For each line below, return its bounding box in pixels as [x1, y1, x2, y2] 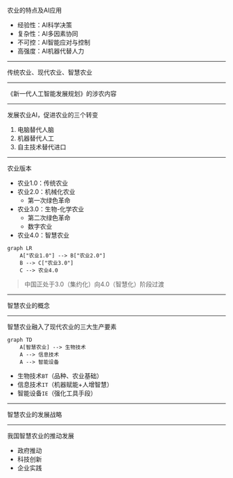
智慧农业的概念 [7, 302, 50, 309]
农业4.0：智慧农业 [17, 231, 69, 239]
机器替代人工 [17, 134, 54, 142]
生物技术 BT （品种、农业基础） [17, 372, 103, 380]
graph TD [7, 336, 33, 343]
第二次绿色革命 [27, 214, 71, 222]
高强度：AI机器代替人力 [17, 47, 85, 55]
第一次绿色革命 [27, 197, 71, 204]
